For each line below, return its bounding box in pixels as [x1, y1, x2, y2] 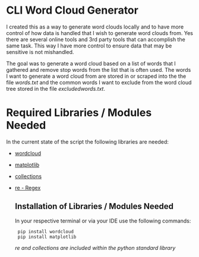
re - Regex [14, 184, 41, 191]
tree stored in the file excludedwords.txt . [6, 85, 106, 92]
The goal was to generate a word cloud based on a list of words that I [6, 60, 176, 67]
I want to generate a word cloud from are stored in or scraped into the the [6, 72, 187, 80]
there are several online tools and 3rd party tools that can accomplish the [6, 36, 185, 43]
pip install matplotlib [17, 234, 77, 240]
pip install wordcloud [17, 229, 74, 234]
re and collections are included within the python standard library [14, 244, 176, 251]
